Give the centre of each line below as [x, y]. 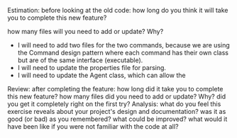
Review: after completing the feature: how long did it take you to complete [115, 89]
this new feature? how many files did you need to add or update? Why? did [116, 96]
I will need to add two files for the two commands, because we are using [124, 45]
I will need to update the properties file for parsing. [92, 68]
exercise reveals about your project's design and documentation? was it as [117, 111]
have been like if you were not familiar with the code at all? [93, 126]
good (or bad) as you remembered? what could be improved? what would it [117, 119]
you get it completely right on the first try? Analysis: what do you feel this [114, 104]
